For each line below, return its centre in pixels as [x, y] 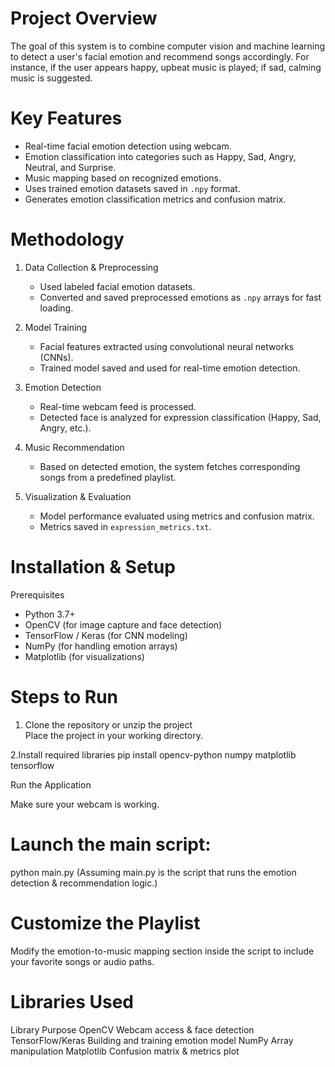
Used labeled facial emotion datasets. [117, 286]
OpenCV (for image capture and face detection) [123, 624]
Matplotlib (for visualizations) [84, 656]
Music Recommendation [74, 447]
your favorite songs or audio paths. [82, 961]
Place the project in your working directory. [113, 735]
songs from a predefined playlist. [108, 477]
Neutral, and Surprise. [70, 167]
